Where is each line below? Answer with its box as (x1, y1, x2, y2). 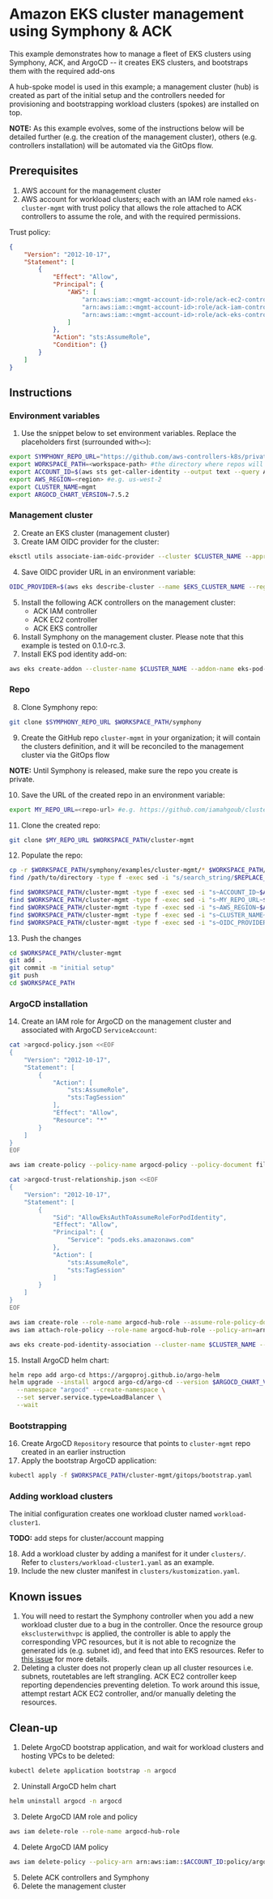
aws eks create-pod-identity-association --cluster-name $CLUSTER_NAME (9, 1341, 256, 1349)
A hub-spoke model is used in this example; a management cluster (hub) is (9, 82, 259, 92)
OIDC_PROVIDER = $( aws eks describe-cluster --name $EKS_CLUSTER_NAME (9, 583, 245, 591)
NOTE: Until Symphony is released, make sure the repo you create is (9, 765, 238, 775)
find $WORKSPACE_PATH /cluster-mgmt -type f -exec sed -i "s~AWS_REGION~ (9, 903, 260, 912)
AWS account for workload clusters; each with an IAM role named (20, 194, 241, 203)
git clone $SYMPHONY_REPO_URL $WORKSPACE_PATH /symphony (9, 718, 202, 726)
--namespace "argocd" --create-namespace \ (16, 1386, 165, 1394)
